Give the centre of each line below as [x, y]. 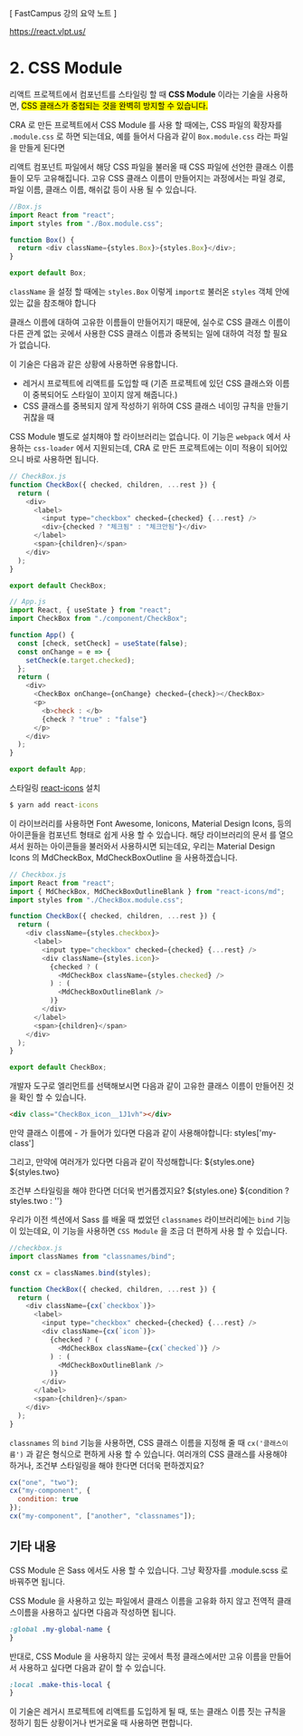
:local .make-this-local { [60, 1684]
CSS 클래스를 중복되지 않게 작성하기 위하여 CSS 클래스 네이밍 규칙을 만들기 [156, 406]
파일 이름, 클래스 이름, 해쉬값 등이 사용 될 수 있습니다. [103, 189]
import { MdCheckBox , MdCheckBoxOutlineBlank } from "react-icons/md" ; [147, 891]
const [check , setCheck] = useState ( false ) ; [103, 643]
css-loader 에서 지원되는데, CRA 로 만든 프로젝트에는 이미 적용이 [148, 448]
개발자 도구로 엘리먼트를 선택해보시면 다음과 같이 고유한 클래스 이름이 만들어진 [147, 1086]
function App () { [42, 635]
